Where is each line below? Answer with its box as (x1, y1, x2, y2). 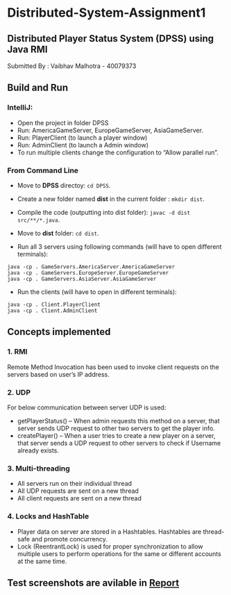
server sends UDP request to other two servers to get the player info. (17, 424, 215, 432)
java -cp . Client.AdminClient (7, 307, 98, 314)
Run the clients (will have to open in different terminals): (17, 287, 177, 296)
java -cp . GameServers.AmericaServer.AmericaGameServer (7, 263, 176, 270)
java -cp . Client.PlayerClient (7, 301, 101, 308)
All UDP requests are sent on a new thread (17, 487, 139, 495)
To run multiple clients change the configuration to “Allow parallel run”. (17, 148, 219, 156)
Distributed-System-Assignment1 (7, 5, 206, 21)
